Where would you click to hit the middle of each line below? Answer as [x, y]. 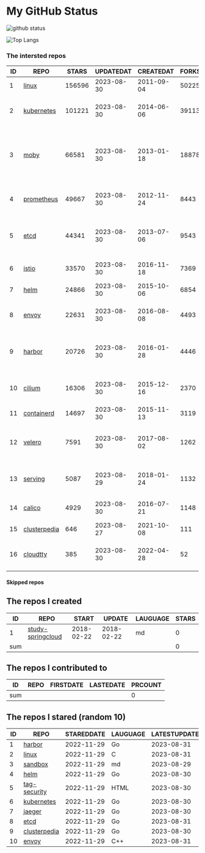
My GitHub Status [52, 11]
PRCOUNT [146, 685]
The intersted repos [36, 55]
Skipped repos [25, 582]
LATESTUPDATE [175, 734]
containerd [39, 413]
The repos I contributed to [57, 668]
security [35, 792]
